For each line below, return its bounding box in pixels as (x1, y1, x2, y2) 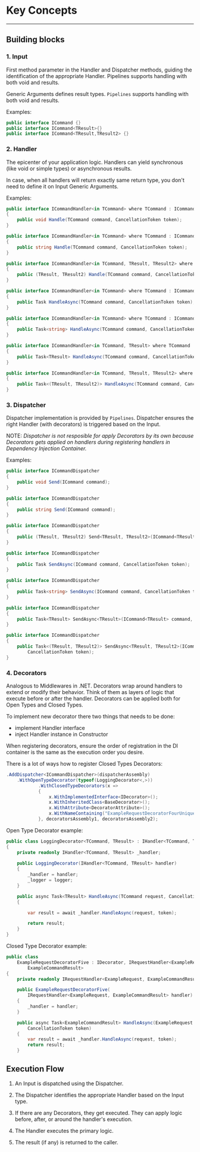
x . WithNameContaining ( (48, 810, 105, 817)
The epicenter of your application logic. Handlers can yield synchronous (6, 159, 183, 166)
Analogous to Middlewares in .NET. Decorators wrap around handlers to (6, 682, 183, 689)
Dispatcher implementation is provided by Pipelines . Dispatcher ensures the (6, 414, 194, 422)
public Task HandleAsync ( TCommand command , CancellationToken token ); (17, 299, 196, 305)
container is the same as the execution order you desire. (6, 749, 145, 756)
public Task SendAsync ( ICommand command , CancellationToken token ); (17, 561, 190, 567)
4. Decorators (6, 668, 47, 677)
